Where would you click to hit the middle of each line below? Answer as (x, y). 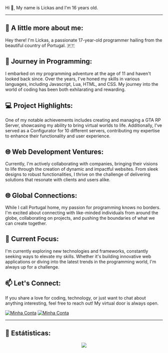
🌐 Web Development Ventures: (54, 152)
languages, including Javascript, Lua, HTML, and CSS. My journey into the (82, 84)
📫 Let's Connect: (33, 283)
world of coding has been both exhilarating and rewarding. (65, 89)
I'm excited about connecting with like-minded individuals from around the (82, 213)
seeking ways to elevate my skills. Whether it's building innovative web (78, 256)
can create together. (26, 223)
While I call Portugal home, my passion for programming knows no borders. (83, 208)
